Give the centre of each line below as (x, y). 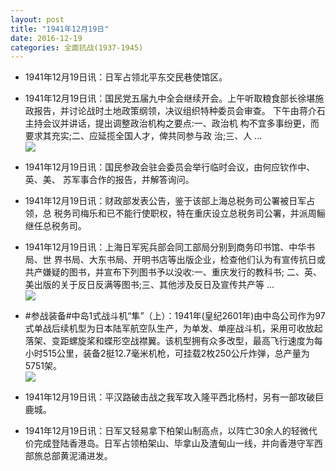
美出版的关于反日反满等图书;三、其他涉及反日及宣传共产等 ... (149, 285)
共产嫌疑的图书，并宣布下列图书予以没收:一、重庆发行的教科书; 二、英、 (173, 272)
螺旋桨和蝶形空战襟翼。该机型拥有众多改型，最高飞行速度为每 (195, 341)
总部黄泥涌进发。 (77, 456)
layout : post (37, 19)
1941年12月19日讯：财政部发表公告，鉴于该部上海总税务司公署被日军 (165, 201)
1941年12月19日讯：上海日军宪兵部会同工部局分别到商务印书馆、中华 (165, 247)
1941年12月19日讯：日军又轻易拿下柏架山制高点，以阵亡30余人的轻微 (166, 431)
